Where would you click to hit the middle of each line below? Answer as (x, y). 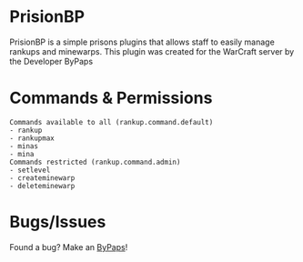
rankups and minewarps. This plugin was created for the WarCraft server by (152, 51)
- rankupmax (32, 138)
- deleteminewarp (42, 186)
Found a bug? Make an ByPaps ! (69, 247)
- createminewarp (42, 178)
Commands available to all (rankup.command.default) (111, 122)
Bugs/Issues (58, 222)
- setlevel (30, 170)
